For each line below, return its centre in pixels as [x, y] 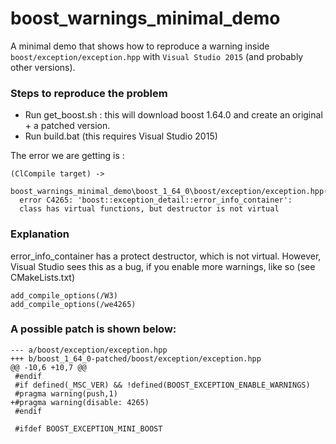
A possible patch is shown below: [93, 329]
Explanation [40, 234]
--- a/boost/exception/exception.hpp [89, 350]
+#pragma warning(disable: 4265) [80, 402]
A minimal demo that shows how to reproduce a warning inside [140, 46]
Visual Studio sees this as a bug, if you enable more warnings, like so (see [163, 266]
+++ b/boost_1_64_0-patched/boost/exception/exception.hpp [136, 358]
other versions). [43, 67]
